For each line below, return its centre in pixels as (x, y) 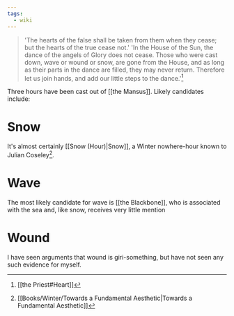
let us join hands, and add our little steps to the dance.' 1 (104, 77)
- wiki (23, 20)
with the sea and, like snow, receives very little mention (86, 210)
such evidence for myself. (44, 264)
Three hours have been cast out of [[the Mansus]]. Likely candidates (106, 92)
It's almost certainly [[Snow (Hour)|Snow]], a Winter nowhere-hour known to (117, 146)
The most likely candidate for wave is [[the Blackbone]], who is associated (114, 202)
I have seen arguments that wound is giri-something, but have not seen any (116, 257)
